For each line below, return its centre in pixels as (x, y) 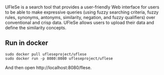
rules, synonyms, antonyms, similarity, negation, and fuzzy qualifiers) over (80, 17)
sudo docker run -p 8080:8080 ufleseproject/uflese (59, 58)
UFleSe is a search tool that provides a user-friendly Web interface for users (82, 7)
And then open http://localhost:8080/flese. (48, 67)
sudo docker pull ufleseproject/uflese (46, 54)
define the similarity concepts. (36, 28)
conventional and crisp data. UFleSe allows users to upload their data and (80, 22)
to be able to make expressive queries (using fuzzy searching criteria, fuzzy (82, 12)
